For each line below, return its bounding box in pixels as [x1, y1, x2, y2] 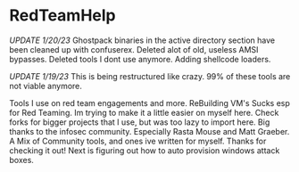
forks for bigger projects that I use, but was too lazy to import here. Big [9, 117, 270, 127]
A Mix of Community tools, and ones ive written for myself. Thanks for [9, 135, 267, 146]
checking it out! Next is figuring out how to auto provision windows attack [9, 144, 280, 156]
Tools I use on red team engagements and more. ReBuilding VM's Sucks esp [9, 97, 290, 108]
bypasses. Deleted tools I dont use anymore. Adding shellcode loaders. [9, 53, 271, 64]
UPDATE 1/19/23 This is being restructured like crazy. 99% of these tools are [9, 70, 291, 81]
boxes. [9, 154, 34, 165]
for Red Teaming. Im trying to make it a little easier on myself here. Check [9, 107, 279, 118]
